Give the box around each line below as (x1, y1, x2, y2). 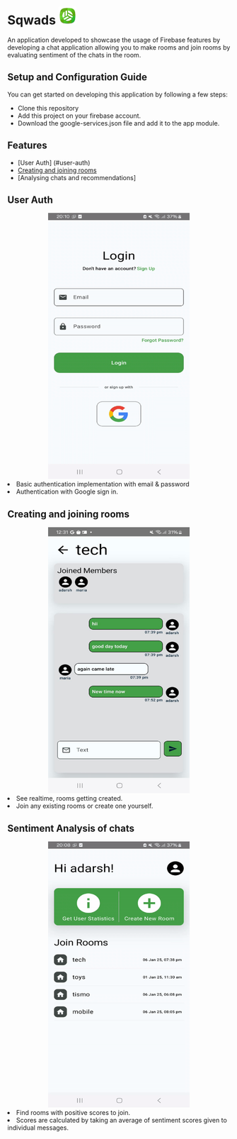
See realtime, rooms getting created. (16, 794, 123, 803)
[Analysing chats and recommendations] (17, 173, 137, 182)
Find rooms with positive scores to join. (16, 1109, 131, 1116)
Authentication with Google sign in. (16, 487, 118, 496)
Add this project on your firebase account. (17, 111, 141, 120)
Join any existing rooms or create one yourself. (16, 801, 154, 811)
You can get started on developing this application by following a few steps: (7, 90, 229, 99)
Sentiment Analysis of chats (7, 822, 134, 834)
